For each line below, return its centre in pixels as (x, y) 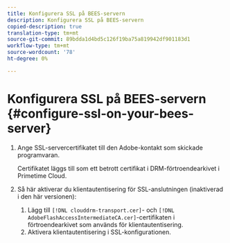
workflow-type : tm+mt (38, 46)
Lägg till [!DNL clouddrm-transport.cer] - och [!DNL (101, 210)
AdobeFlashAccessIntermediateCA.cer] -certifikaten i (101, 217)
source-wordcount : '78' (42, 53)
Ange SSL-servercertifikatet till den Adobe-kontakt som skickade (110, 147)
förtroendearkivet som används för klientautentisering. (105, 224)
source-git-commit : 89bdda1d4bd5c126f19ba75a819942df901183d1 (99, 39)
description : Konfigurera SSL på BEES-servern (76, 20)
